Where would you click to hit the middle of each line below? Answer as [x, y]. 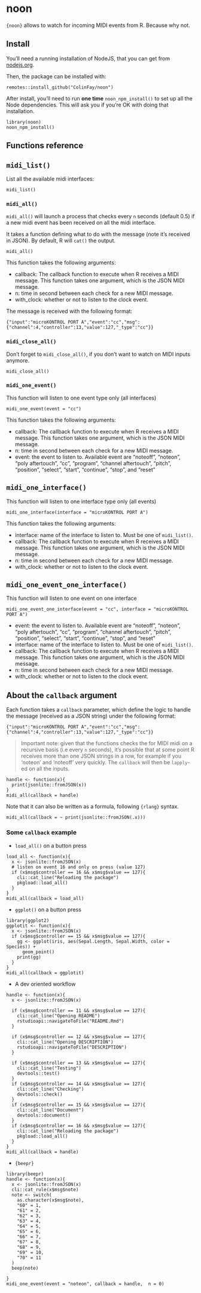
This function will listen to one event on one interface [71, 598]
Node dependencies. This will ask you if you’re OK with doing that [87, 105]
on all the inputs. [49, 769]
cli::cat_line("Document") [51, 1110]
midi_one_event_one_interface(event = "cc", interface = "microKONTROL [97, 609]
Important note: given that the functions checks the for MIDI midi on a [106, 743]
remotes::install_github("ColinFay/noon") [60, 87]
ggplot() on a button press [48, 909]
